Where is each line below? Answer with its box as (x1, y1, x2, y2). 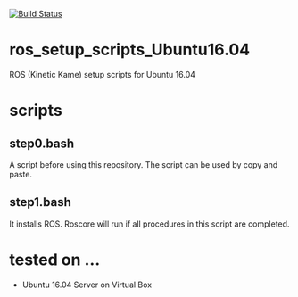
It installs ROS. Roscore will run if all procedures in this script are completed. (9, 219, 290, 229)
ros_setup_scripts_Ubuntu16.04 (9, 40, 251, 60)
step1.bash (9, 194, 71, 210)
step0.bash (9, 136, 75, 151)
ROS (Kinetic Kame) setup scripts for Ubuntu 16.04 (9, 69, 196, 79)
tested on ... (9, 250, 101, 269)
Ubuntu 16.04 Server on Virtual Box (21, 279, 153, 290)
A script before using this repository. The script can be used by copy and (9, 159, 278, 169)
